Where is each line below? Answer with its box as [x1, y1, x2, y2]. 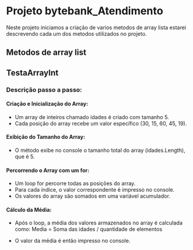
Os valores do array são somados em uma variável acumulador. [14, 192, 170, 200]
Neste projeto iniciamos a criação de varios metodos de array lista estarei [6, 24, 186, 31]
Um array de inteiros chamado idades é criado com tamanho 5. [14, 113, 169, 120]
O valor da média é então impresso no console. [14, 237, 131, 245]
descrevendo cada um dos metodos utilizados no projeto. [6, 30, 147, 37]
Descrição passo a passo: [6, 85, 83, 93]
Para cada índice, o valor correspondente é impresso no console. [14, 186, 175, 193]
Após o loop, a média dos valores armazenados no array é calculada [14, 219, 183, 227]
